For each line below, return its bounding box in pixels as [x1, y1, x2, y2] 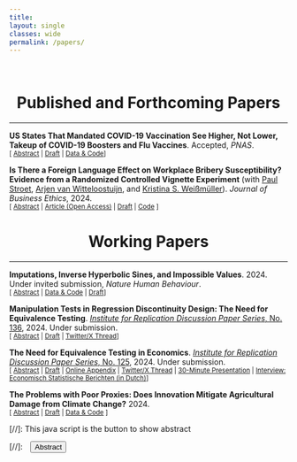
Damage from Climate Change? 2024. [9, 399, 150, 410]
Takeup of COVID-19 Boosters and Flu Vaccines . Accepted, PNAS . [9, 140, 255, 150]
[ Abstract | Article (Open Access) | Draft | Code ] [9, 203, 159, 212]
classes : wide [9, 29, 62, 38]
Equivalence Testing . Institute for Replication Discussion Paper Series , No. [9, 313, 283, 324]
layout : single [9, 21, 65, 30]
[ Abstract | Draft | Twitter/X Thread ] [9, 332, 119, 341]
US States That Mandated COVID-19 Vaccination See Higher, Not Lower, [9, 130, 278, 142]
